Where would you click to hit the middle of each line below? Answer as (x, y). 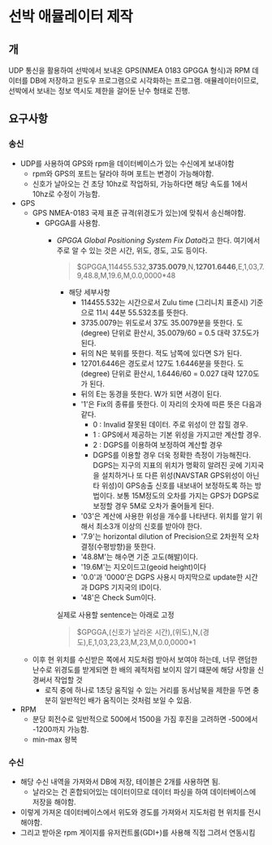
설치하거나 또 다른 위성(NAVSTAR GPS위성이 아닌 (180, 475)
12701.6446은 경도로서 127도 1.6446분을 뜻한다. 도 (162, 363)
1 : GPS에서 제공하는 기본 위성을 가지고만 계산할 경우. (177, 434)
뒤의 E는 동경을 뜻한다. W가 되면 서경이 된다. (151, 394)
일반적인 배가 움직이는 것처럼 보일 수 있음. (126, 700)
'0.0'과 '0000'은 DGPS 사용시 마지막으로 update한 (162, 577)
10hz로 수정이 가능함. (66, 194)
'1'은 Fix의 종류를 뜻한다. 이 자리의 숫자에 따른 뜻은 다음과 (171, 404)
